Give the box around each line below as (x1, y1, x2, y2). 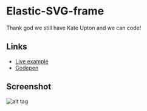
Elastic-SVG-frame (6, 4, 104, 18)
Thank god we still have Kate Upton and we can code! (6, 24, 142, 31)
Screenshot (6, 81, 52, 92)
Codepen (15, 64, 39, 71)
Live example (15, 57, 49, 65)
